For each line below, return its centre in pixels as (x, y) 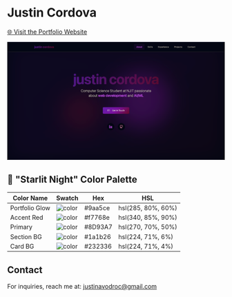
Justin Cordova (52, 13)
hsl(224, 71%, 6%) (146, 236)
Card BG (22, 246)
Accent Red (27, 218)
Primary (21, 227)
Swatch (67, 198)
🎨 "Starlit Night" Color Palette (72, 180)
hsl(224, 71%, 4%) (146, 246)
